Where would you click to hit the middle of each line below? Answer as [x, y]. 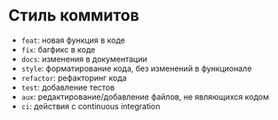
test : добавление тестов [68, 87]
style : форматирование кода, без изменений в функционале [136, 68]
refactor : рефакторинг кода [74, 77]
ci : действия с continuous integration [91, 106]
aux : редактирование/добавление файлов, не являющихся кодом [145, 96]
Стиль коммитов [74, 16]
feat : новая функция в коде [73, 40]
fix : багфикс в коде [58, 49]
